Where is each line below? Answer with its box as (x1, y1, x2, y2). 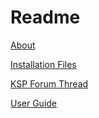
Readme (10, 6, 81, 29)
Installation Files (10, 58, 77, 70)
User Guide (10, 97, 58, 109)
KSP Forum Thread (10, 77, 89, 90)
